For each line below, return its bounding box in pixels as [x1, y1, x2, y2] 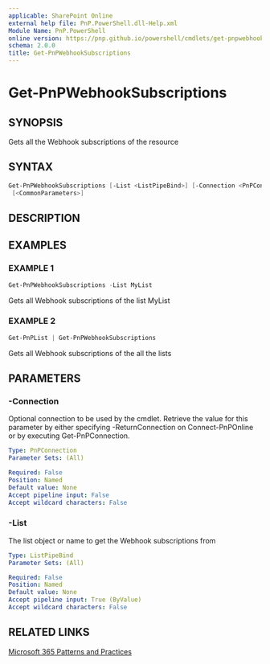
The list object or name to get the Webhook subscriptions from [8, 535, 216, 545]
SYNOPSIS [8, 116, 63, 129]
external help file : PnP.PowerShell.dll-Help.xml [8, 19, 178, 27]
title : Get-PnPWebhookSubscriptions [8, 49, 131, 57]
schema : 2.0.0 [8, 42, 56, 50]
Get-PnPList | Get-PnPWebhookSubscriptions [8, 334, 157, 342]
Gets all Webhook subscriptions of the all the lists [8, 348, 172, 358]
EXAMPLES [8, 239, 67, 252]
